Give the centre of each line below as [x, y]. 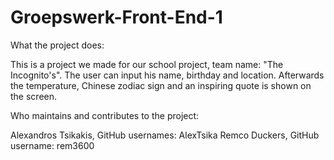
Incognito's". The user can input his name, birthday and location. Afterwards [167, 75]
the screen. [34, 96]
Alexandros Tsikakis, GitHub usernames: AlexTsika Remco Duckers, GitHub [165, 135]
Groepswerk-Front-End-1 [116, 17]
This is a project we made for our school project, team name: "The [147, 64]
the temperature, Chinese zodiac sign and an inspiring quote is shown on [161, 85]
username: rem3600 [52, 145]
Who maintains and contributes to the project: [105, 115]
